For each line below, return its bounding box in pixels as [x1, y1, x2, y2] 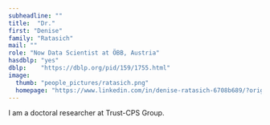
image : [8, 71, 31, 79]
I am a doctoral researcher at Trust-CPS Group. [8, 108, 165, 118]
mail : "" [8, 42, 38, 50]
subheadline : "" [8, 11, 63, 20]
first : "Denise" [8, 26, 63, 34]
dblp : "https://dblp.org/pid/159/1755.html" [8, 64, 171, 72]
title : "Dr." [8, 19, 56, 27]
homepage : [15, 86, 48, 95]
